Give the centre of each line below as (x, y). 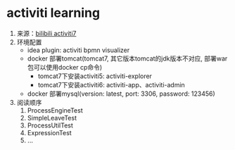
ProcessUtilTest (50, 125)
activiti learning (53, 13)
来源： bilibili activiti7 (46, 33)
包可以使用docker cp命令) (65, 67)
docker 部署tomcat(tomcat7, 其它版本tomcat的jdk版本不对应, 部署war (127, 58)
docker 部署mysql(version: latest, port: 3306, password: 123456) (121, 94)
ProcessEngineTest (55, 110)
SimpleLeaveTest (52, 118)
